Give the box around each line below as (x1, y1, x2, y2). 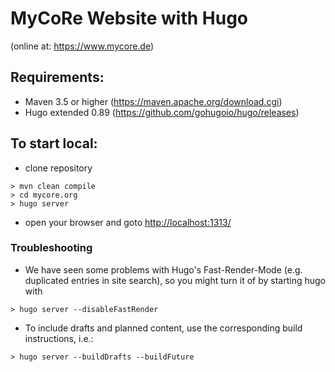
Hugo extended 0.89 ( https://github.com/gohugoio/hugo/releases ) (24, 106, 300, 118)
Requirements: (10, 69, 105, 86)
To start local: (10, 135, 98, 152)
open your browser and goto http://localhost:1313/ (24, 216, 232, 228)
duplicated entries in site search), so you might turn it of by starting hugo (24, 274, 327, 286)
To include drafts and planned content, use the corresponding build (24, 322, 303, 334)
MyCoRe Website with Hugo (10, 7, 249, 30)
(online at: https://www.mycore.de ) (10, 40, 155, 52)
